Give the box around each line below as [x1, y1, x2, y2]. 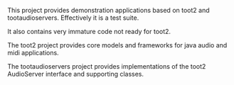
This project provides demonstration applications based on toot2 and [7, 6, 210, 14]
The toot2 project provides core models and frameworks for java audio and [7, 41, 228, 49]
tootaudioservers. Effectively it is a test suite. [7, 13, 139, 22]
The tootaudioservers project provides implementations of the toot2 [7, 62, 206, 70]
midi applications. [7, 49, 59, 57]
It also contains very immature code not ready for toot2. [7, 28, 171, 35]
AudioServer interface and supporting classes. [7, 70, 144, 78]
